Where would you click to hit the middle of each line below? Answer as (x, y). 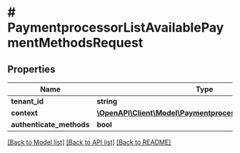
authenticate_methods (50, 124)
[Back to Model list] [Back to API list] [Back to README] (89, 142)
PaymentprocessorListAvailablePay (116, 28)
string (107, 101)
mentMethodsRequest (75, 43)
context (24, 113)
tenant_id (27, 101)
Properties (31, 69)
